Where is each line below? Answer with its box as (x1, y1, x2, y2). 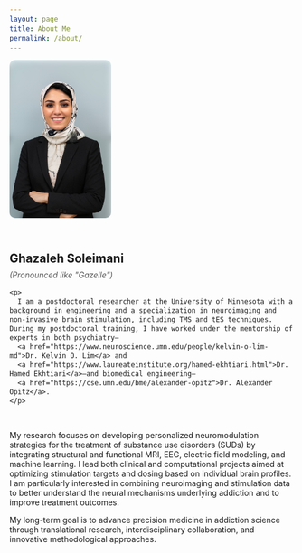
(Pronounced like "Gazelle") (9, 269, 113, 280)
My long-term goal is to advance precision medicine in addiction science (9, 514, 280, 525)
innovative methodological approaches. (9, 533, 156, 544)
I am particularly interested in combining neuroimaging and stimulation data (9, 477, 291, 488)
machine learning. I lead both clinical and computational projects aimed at (9, 458, 285, 469)
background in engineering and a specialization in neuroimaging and (9, 305, 278, 315)
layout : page (9, 14, 59, 23)
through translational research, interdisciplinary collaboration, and (9, 524, 255, 535)
